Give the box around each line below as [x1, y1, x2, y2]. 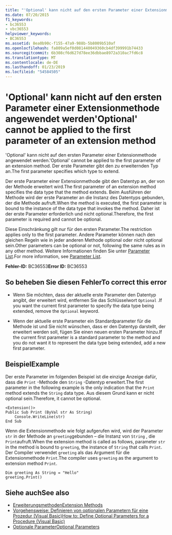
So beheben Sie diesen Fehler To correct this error [5, 278, 167, 287]
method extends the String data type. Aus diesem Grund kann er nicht [5, 390, 155, 396]
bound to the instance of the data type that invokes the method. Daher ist [5, 205, 160, 211]
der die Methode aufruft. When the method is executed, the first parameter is [5, 200, 167, 206]
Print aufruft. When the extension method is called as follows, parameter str [5, 438, 165, 444]
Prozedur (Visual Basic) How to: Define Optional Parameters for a [12, 513, 149, 519]
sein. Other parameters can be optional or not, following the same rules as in [5, 242, 165, 248]
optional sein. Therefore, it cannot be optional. [5, 395, 101, 401]
